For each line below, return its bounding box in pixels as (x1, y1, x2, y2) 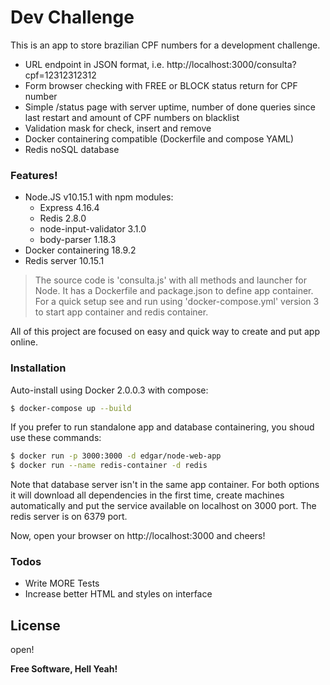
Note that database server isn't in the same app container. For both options (10, 479, 320, 491)
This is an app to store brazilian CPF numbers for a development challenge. (10, 39, 321, 51)
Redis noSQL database (24, 143, 120, 155)
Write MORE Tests (24, 577, 100, 590)
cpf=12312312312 (24, 69, 97, 81)
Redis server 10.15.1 (24, 255, 105, 267)
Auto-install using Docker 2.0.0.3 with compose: (10, 384, 209, 396)
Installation (10, 361, 67, 375)
